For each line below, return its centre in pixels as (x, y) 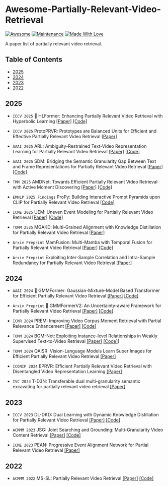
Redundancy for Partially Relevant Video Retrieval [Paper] (72, 263)
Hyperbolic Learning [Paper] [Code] (50, 121)
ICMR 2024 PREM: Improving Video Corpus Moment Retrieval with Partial (87, 321)
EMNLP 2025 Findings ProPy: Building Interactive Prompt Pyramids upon (86, 197)
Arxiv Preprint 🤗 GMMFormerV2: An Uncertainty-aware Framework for (87, 306)
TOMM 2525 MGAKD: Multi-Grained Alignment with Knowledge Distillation (87, 227)
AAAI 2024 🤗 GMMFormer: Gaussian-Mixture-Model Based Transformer (86, 290)
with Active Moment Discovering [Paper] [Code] (62, 187)
